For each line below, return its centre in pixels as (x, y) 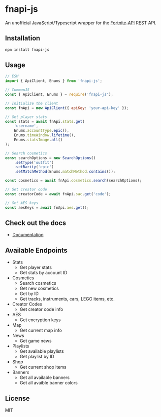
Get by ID (29, 294)
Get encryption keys (40, 320)
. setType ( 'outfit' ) (34, 162)
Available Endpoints (36, 250)
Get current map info (41, 330)
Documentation (28, 235)
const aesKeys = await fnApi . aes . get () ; (47, 208)
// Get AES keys (22, 203)
